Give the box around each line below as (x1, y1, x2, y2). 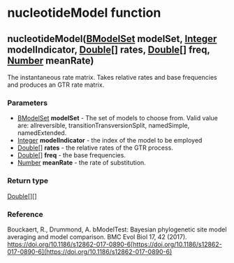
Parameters (7, 98, 47, 108)
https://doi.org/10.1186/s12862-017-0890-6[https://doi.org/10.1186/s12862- (7, 240, 222, 248)
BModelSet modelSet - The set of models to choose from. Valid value (17, 114, 218, 122)
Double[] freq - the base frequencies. (17, 151, 126, 159)
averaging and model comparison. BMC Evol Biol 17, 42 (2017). (7, 232, 187, 241)
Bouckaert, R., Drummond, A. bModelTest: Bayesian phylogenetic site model (7, 225, 227, 234)
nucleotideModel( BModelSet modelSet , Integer (7, 33, 217, 45)
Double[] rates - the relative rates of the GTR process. (17, 143, 173, 152)
